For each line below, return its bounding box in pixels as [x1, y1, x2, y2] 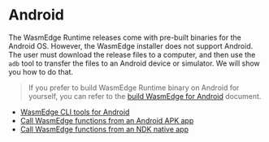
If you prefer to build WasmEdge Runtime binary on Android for [28, 83, 240, 93]
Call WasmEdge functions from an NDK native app [20, 124, 189, 134]
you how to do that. [8, 67, 74, 76]
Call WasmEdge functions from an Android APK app [20, 115, 194, 125]
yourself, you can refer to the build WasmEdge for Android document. [28, 91, 262, 101]
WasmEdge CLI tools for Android [20, 107, 130, 117]
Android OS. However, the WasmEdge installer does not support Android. [8, 41, 254, 50]
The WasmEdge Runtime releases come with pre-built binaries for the [8, 32, 241, 42]
